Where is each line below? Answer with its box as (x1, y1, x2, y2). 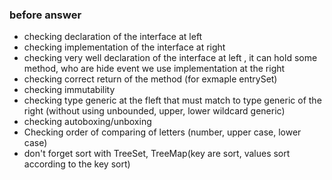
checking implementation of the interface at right (23, 41, 226, 53)
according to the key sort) (23, 158, 131, 170)
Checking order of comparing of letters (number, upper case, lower (23, 126, 302, 138)
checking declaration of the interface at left (23, 31, 203, 43)
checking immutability (23, 84, 116, 96)
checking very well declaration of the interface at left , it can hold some (23, 52, 318, 64)
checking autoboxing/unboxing (23, 116, 152, 128)
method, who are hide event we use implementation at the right (23, 63, 286, 75)
